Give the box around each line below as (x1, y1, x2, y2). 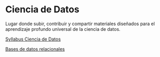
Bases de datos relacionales (5, 46, 65, 52)
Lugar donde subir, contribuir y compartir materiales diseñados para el (5, 21, 155, 27)
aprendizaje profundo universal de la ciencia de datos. (5, 26, 121, 32)
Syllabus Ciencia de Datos (5, 36, 61, 42)
